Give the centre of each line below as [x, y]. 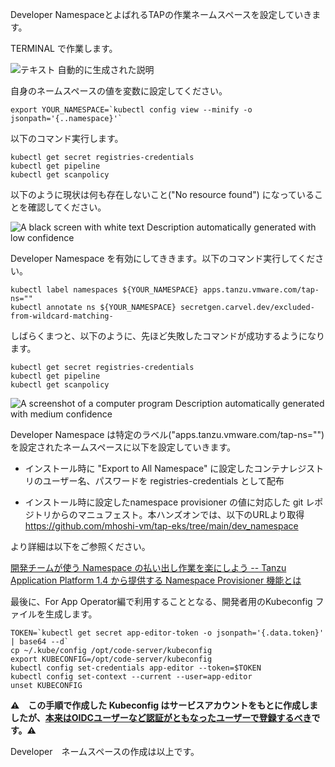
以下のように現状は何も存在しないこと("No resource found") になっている [162, 194]
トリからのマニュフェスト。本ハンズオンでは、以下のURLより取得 [169, 514]
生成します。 [71, 614]
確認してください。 [67, 207]
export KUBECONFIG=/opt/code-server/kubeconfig [111, 659]
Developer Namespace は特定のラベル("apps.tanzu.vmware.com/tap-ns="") [167, 434]
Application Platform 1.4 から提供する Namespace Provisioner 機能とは [156, 580]
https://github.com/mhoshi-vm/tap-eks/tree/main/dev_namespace [161, 526]
